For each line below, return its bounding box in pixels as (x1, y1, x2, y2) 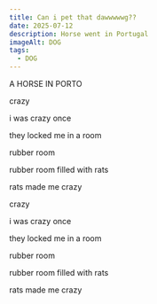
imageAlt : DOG (9, 37, 62, 47)
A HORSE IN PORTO (9, 79, 82, 89)
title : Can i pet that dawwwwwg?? (9, 12, 137, 22)
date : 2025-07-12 (9, 21, 74, 30)
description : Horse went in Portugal (9, 29, 149, 38)
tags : (9, 46, 29, 55)
